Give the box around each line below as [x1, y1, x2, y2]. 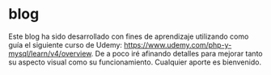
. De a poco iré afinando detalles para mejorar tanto [91, 48, 263, 58]
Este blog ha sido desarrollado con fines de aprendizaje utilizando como [8, 31, 249, 41]
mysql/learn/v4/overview [8, 48, 91, 58]
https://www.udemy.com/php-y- [124, 40, 232, 49]
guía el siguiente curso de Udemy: [8, 40, 123, 49]
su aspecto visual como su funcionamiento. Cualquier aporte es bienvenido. [8, 57, 261, 67]
